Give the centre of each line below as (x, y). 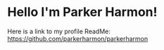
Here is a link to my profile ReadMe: (59, 31)
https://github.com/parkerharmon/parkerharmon (78, 38)
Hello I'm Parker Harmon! (82, 12)
